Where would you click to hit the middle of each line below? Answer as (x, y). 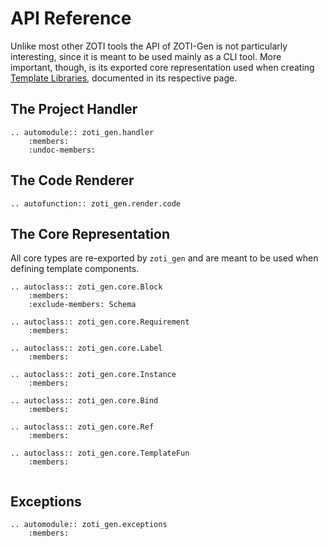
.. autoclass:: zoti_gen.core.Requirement (100, 322)
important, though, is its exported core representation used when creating (162, 67)
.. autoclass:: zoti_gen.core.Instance (93, 375)
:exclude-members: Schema (82, 305)
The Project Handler (74, 109)
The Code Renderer (72, 180)
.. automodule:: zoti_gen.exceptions (89, 525)
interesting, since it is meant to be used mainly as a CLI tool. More (146, 56)
